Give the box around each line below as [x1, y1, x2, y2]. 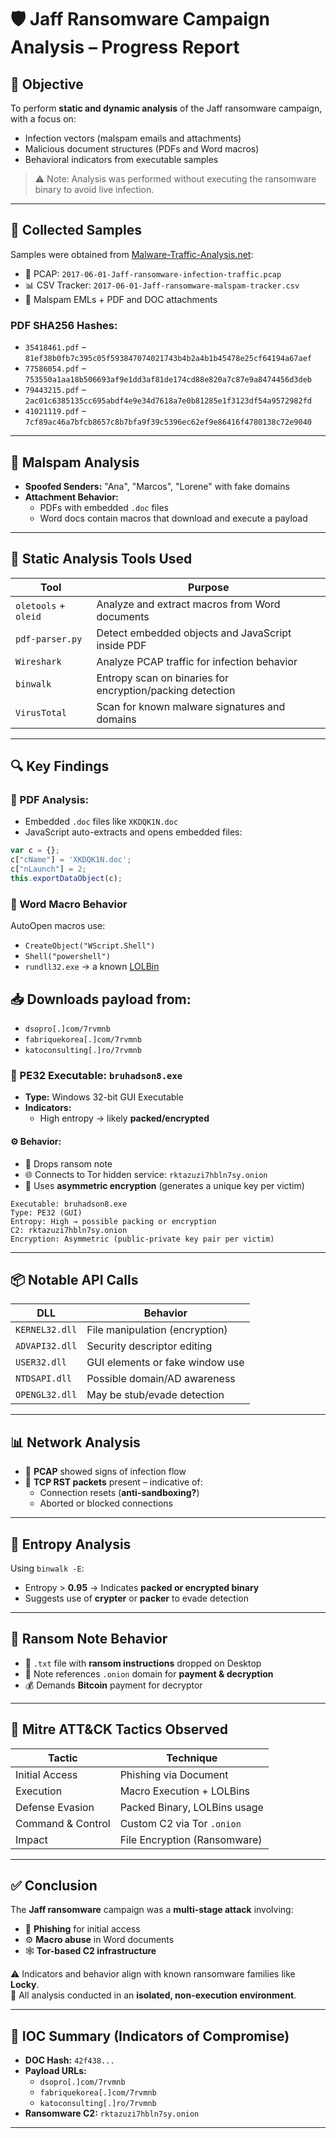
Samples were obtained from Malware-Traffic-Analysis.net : [10, 248, 254, 260]
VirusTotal [15, 707, 67, 718]
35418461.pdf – [24, 341, 87, 353]
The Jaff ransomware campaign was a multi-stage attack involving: [10, 1904, 294, 1916]
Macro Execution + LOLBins [119, 1784, 251, 1798]
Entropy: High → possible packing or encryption [10, 1216, 217, 1226]
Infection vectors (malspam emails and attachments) [24, 132, 242, 144]
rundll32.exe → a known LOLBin [24, 961, 160, 973]
